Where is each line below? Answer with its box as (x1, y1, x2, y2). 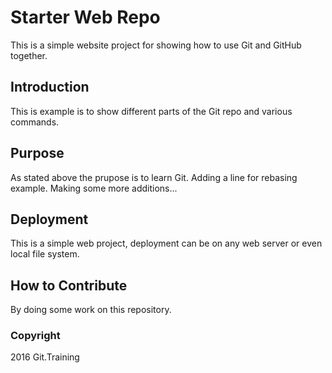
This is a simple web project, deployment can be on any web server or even (10, 237, 323, 250)
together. (10, 49, 48, 61)
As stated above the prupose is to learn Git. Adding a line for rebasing (10, 171, 298, 183)
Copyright (10, 329, 61, 343)
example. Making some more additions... (10, 182, 178, 194)
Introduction (10, 79, 90, 96)
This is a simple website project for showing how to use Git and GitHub (10, 39, 302, 51)
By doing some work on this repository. (10, 304, 172, 316)
